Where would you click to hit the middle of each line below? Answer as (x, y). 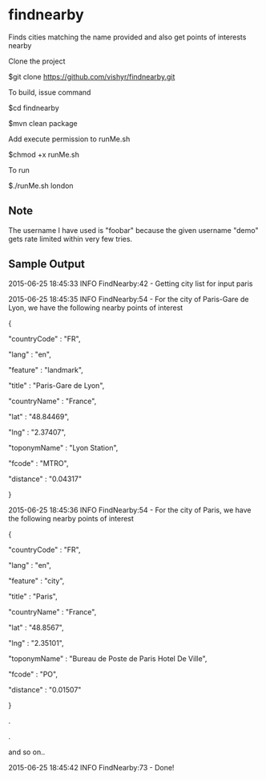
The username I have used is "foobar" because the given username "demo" (133, 230)
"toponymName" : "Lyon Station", (63, 447)
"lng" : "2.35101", (36, 643)
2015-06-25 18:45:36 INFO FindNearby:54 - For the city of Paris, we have (130, 510)
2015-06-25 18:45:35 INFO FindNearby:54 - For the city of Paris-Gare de (129, 299)
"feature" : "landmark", (46, 370)
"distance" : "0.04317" (45, 479)
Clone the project (37, 61)
